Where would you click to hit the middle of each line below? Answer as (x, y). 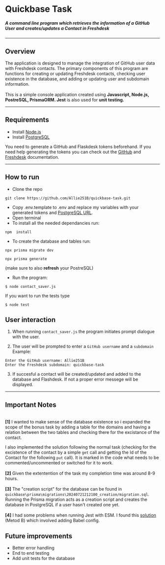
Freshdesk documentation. (32, 157)
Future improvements (39, 536)
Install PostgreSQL (31, 137)
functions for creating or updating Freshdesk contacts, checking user (75, 73)
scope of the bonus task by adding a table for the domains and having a (78, 427)
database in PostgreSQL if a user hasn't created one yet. (62, 505)
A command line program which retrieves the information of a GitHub (77, 23)
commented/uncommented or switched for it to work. (59, 463)
